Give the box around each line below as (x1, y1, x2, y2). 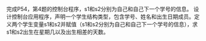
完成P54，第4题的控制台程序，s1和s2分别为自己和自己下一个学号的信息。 (6, 6, 193, 12)
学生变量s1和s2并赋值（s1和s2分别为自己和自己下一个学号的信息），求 (22, 21, 198, 28)
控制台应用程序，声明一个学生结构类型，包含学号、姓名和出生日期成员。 (11, 13, 194, 20)
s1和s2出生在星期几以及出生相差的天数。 (6, 28, 109, 35)
